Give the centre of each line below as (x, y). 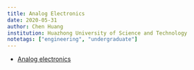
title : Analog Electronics (46, 14)
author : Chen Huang (35, 26)
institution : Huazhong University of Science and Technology (97, 33)
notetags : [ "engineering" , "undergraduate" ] (72, 40)
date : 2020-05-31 (32, 20)
